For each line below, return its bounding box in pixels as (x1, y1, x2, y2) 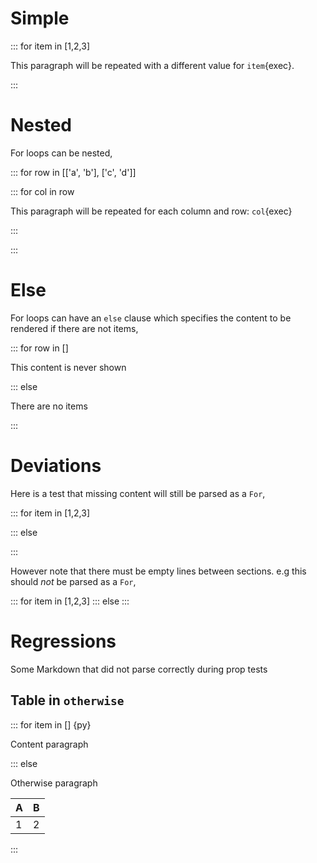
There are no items (10, 400, 88, 412)
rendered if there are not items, (10, 322, 139, 334)
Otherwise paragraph (10, 777, 98, 789)
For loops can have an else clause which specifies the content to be (10, 312, 292, 324)
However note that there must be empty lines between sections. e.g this (10, 565, 307, 577)
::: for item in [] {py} (10, 718, 92, 731)
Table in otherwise (10, 692, 125, 709)
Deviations (10, 455, 102, 477)
